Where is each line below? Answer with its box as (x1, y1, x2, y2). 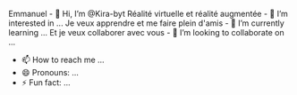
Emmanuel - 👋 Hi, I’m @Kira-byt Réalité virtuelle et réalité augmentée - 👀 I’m (8, 9, 288, 19)
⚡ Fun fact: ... (21, 77, 71, 88)
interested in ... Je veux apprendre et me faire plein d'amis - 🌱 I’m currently (8, 18, 285, 28)
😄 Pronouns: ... (21, 67, 80, 77)
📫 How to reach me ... (21, 54, 105, 65)
